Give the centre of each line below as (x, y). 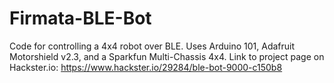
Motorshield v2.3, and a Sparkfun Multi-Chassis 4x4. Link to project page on (167, 56)
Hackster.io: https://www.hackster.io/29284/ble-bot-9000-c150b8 (146, 67)
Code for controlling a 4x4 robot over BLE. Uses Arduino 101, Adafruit (152, 46)
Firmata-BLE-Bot (80, 18)
